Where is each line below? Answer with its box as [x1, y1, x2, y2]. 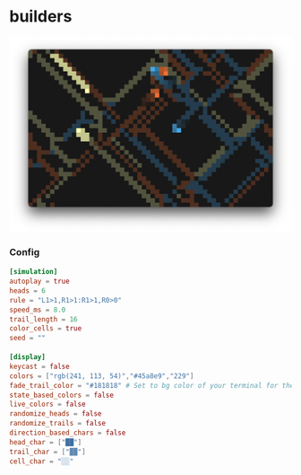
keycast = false [9, 362, 70, 371]
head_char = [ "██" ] [9, 437, 82, 446]
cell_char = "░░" [9, 456, 74, 466]
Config [9, 245, 40, 258]
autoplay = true [9, 277, 70, 286]
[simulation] [9, 268, 58, 277]
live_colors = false [9, 400, 87, 409]
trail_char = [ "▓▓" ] [9, 447, 87, 456]
